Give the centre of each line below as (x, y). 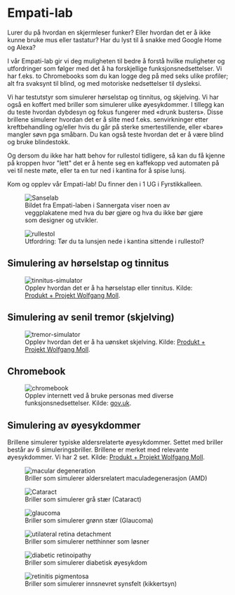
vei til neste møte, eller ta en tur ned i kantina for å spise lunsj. (97, 170)
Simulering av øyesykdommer (74, 425)
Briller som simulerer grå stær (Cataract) (83, 499)
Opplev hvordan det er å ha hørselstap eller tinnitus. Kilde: (109, 288)
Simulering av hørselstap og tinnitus (88, 263)
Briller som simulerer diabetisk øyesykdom (86, 563)
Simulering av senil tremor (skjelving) (91, 318)
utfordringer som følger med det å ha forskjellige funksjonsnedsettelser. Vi (115, 68)
